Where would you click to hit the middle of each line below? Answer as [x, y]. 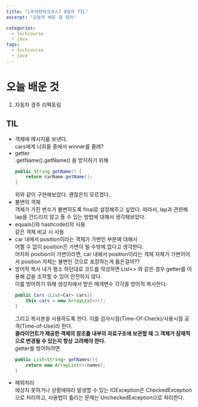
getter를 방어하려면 [37, 348]
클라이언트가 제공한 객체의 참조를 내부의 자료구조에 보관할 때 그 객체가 [95, 333]
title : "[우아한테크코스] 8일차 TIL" [47, 12]
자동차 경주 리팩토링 [38, 104]
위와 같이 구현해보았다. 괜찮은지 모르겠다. [62, 195]
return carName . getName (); [59, 177]
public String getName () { [48, 171]
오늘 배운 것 [33, 87]
